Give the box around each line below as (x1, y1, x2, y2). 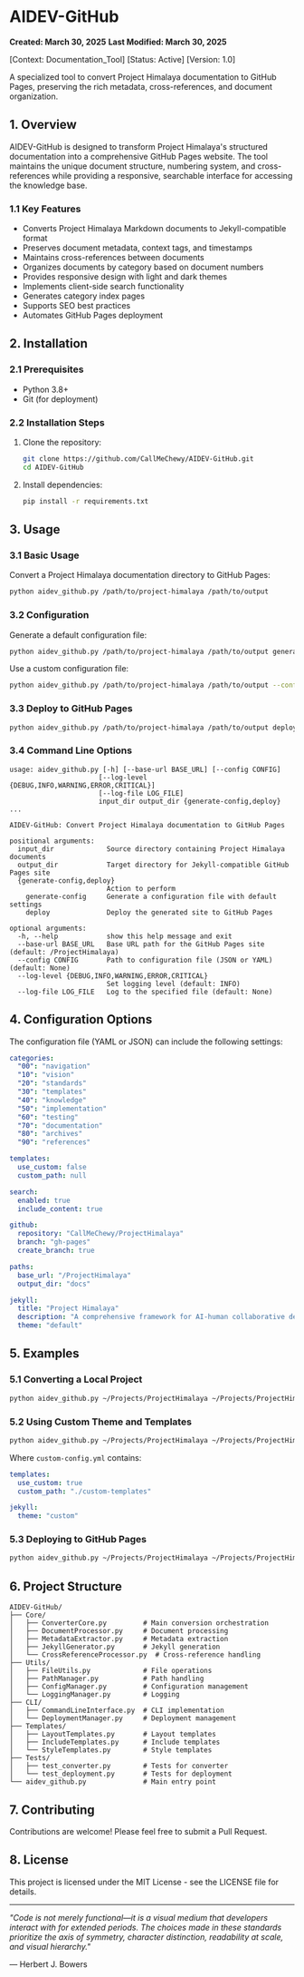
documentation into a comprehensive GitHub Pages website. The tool (9, 151, 269, 161)
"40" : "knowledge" (17, 1095, 88, 1104)
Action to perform (106, 884, 176, 893)
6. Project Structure (9, 1579, 122, 1594)
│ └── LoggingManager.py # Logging (9, 1690, 180, 1699)
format (22, 233, 48, 244)
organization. (9, 91, 59, 102)
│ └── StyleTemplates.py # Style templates (9, 1746, 213, 1755)
